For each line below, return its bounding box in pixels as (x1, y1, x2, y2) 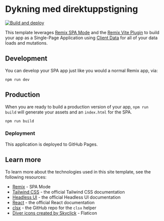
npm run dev (5, 77, 30, 82)
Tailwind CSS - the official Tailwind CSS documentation (12, 189, 125, 195)
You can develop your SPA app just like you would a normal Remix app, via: (5, 67, 158, 73)
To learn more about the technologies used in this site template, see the (5, 168, 151, 174)
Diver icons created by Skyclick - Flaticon (12, 210, 97, 216)
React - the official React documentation (12, 199, 95, 205)
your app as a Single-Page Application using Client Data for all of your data (5, 35, 158, 41)
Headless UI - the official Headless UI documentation (12, 194, 121, 200)
